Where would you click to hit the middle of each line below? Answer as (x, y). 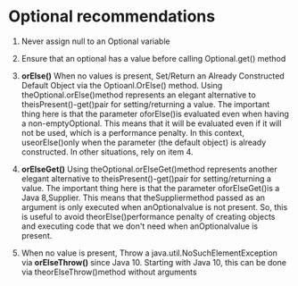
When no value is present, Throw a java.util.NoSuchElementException (149, 253)
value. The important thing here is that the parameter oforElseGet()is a (150, 188)
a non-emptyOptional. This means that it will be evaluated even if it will (151, 123)
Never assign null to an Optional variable (95, 41)
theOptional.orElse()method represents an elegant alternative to (138, 95)
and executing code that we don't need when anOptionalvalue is (140, 226)
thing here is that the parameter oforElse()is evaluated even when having (155, 114)
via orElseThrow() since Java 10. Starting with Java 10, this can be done (154, 262)
